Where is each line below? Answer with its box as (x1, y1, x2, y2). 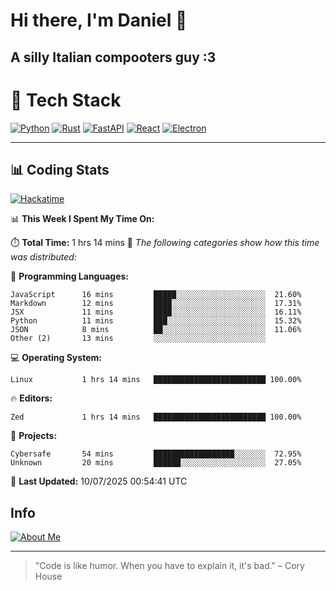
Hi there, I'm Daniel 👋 (10, 9, 188, 32)
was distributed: (10, 251, 77, 263)
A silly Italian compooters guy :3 (10, 49, 217, 66)
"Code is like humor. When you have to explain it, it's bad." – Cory (34, 560, 305, 572)
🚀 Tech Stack (10, 89, 122, 111)
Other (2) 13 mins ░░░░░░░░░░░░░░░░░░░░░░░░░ (10, 334, 267, 344)
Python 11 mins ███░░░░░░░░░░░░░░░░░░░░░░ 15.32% (10, 316, 302, 326)
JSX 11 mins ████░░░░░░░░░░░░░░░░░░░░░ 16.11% (10, 307, 302, 318)
